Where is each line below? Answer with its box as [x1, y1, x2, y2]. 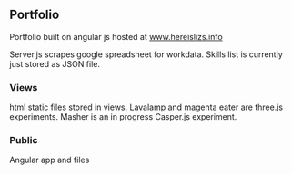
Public [9, 134, 38, 147]
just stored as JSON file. [9, 58, 101, 69]
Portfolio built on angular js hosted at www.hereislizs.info [9, 31, 223, 42]
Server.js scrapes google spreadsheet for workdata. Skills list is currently [9, 49, 284, 60]
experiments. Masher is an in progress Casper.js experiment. [9, 111, 237, 122]
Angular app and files [9, 154, 90, 166]
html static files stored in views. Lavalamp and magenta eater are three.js [9, 101, 284, 112]
